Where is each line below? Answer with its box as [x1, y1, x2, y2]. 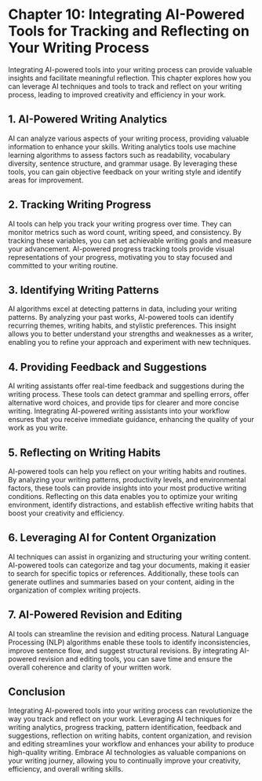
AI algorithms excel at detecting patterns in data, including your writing [8, 304, 237, 313]
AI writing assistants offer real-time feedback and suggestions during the [8, 381, 245, 390]
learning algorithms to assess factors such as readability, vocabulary [8, 150, 231, 159]
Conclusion [8, 685, 66, 698]
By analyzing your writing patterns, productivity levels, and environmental [8, 475, 246, 484]
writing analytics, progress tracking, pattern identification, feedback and [8, 723, 242, 732]
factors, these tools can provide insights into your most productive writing [8, 483, 247, 493]
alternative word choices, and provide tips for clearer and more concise [8, 398, 239, 408]
